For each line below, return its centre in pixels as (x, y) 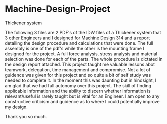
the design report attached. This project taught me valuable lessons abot (80, 64)
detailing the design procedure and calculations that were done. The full (79, 43)
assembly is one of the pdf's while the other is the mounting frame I (75, 48)
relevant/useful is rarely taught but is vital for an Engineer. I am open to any (82, 96)
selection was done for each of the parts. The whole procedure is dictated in (84, 59)
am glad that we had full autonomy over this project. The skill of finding (78, 85)
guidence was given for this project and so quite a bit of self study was (78, 75)
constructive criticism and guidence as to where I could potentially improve (82, 101)
